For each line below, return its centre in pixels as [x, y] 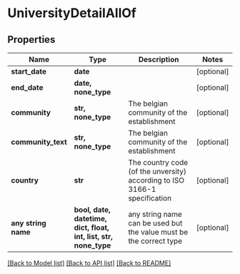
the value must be [158, 232]
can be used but [155, 223]
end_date [27, 87]
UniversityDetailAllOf [72, 13]
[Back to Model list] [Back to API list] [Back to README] [89, 263]
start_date [29, 71]
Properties [31, 40]
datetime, [90, 219]
